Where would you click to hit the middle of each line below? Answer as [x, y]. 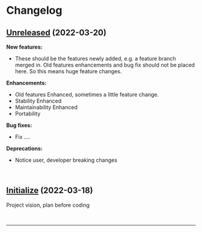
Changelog [34, 10]
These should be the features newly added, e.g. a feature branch [95, 58]
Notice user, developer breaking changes [66, 160]
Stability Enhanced [38, 101]
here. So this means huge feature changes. [68, 71]
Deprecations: [25, 148]
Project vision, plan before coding [48, 205]
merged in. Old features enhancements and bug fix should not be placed [105, 65]
